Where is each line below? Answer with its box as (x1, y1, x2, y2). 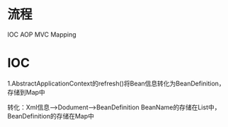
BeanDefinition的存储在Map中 (7, 111, 94, 120)
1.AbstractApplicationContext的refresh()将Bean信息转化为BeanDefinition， (7, 79, 225, 87)
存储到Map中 (7, 87, 46, 96)
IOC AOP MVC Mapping (7, 30, 76, 39)
